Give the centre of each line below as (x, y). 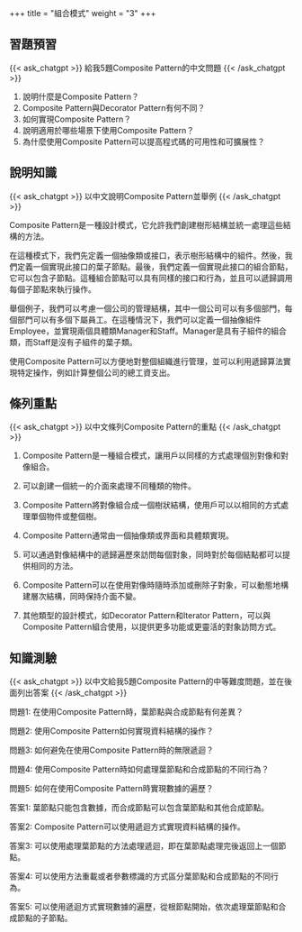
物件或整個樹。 (74, 516)
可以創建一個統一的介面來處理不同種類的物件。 (109, 486)
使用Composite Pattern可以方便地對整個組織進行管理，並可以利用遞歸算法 (146, 361)
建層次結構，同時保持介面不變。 (81, 597)
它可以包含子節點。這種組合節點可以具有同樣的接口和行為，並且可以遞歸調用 (151, 278)
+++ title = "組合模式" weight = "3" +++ (83, 13)
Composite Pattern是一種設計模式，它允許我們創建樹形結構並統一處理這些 (146, 224)
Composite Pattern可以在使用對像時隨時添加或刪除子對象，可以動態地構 (155, 585)
